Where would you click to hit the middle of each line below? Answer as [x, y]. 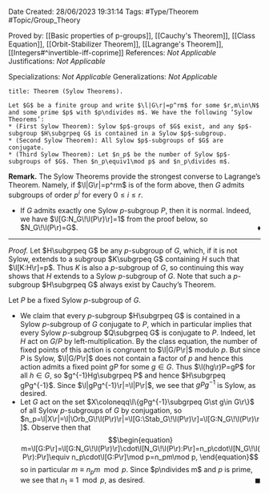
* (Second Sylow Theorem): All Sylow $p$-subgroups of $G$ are [116, 140]
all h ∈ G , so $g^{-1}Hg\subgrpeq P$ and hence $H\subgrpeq [122, 375]
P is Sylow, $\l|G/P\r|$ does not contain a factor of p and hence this [132, 358]
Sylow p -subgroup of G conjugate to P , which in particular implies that [136, 324]
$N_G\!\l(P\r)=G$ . [49, 227]
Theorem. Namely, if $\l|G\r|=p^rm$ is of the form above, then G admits [126, 185]
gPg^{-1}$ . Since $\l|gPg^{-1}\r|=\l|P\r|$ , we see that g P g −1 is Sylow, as [138, 384]
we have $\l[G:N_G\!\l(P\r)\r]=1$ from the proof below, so [114, 219]
